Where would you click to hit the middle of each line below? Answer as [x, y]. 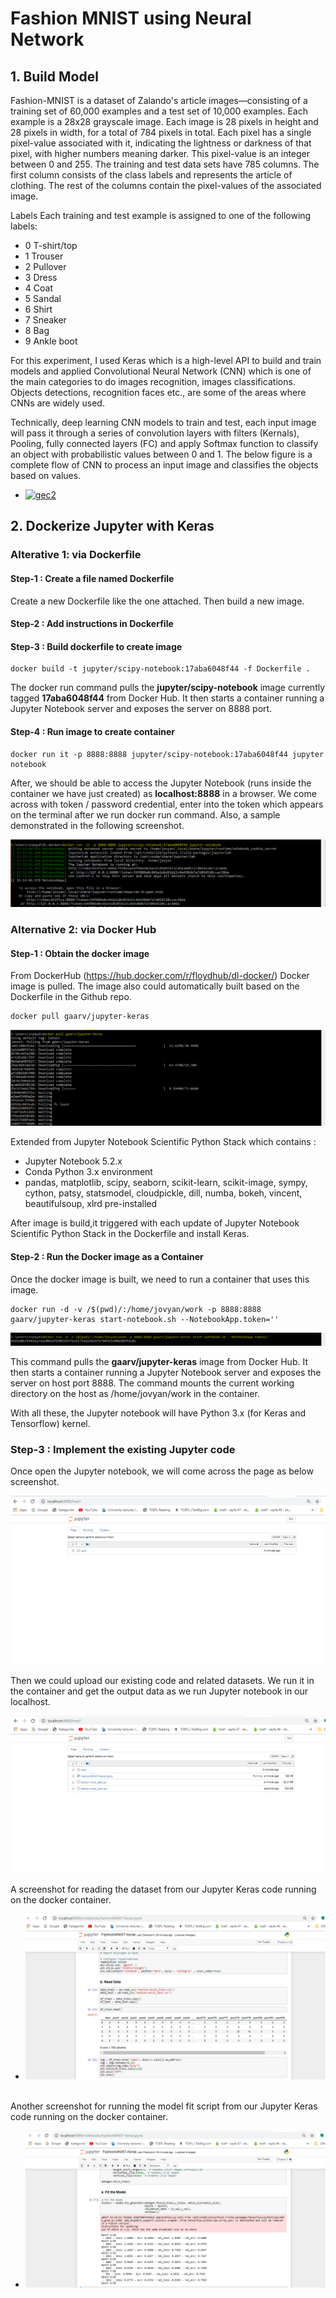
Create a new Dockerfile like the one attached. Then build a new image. [157, 601]
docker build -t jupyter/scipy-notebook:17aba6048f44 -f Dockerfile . [160, 669]
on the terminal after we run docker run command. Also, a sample [145, 814]
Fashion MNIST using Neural [131, 18]
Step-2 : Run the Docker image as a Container [107, 1257]
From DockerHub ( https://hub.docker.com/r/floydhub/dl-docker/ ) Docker [160, 976]
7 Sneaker [45, 320]
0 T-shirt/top [51, 245]
